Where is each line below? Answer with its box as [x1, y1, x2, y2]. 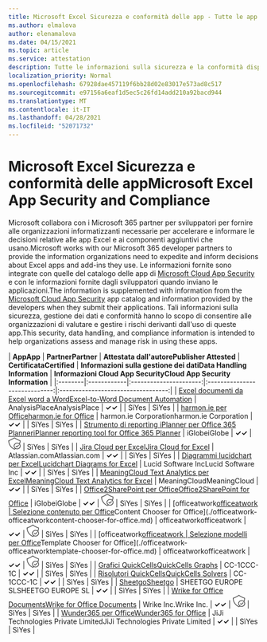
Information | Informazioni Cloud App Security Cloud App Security [8, 368, 231, 378]
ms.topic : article [8, 46, 69, 55]
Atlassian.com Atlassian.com [8, 451, 101, 460]
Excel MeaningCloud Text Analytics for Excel [8, 475, 153, 486]
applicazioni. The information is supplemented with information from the [8, 286, 242, 295]
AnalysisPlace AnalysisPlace [8, 403, 99, 412]
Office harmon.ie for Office [8, 411, 95, 420]
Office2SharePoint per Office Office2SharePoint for [83, 484, 250, 494]
